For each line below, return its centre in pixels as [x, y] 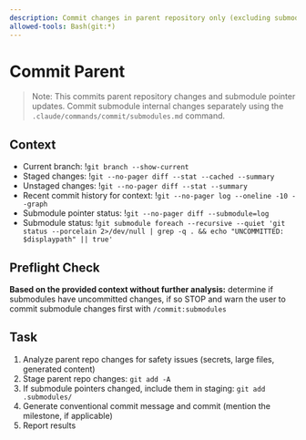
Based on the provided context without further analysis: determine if [141, 290]
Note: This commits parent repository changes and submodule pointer [163, 97]
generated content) [59, 369]
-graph [35, 205]
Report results [49, 425]
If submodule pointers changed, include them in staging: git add [144, 388]
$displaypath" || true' [68, 240]
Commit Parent [67, 72]
